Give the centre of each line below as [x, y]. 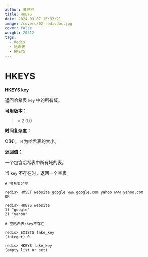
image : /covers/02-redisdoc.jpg [38, 24]
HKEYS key [17, 90]
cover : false [19, 28]
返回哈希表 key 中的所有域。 [34, 100]
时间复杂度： [18, 131]
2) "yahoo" [16, 214]
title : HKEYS [19, 14]
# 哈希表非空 [17, 184]
